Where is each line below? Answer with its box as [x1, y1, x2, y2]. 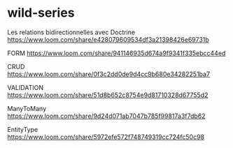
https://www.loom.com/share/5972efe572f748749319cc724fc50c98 [7, 133, 205, 141]
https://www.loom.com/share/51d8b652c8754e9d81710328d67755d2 [7, 91, 209, 99]
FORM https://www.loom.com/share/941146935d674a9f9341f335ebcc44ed [7, 49, 226, 57]
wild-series [7, 5, 75, 21]
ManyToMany [7, 104, 47, 112]
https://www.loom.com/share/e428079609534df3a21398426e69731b [7, 35, 210, 43]
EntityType [7, 125, 38, 133]
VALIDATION [7, 83, 44, 91]
